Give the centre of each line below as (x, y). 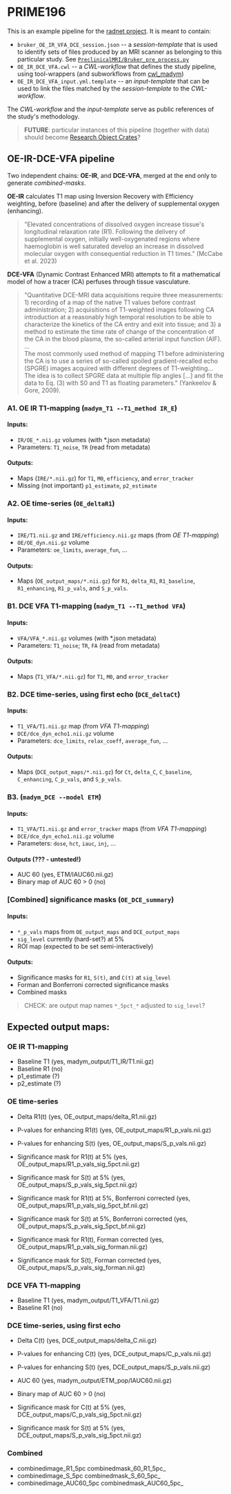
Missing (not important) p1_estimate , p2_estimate (87, 486)
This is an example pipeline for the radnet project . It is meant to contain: (109, 31)
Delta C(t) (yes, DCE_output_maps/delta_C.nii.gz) (87, 1341)
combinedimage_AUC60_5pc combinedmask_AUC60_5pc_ (100, 1483)
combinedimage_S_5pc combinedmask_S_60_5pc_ (89, 1475)
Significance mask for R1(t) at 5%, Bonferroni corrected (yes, (104, 1198)
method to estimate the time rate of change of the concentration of (119, 331)
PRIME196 (37, 12)
